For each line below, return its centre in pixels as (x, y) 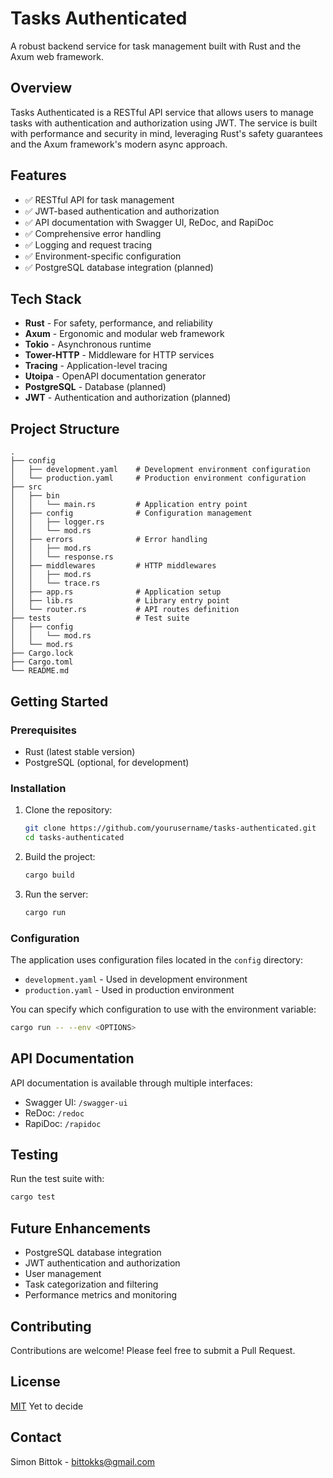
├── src (26, 487)
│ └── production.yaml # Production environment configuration (158, 478)
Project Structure (65, 428)
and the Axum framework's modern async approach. (119, 144)
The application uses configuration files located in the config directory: (156, 959)
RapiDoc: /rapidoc (63, 1123)
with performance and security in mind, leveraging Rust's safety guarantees (166, 133)
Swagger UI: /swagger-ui (76, 1102)
